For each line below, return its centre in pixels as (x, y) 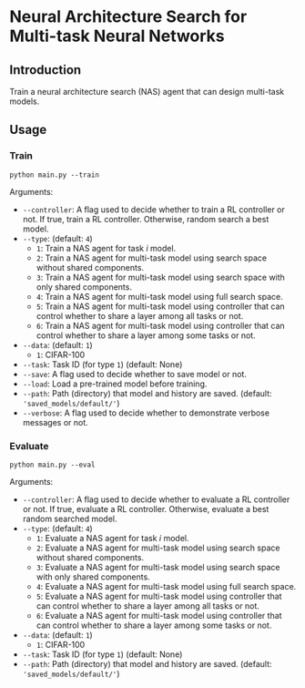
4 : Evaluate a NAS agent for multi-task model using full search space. (166, 586)
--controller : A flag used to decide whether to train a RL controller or (153, 209)
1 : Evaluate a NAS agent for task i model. (112, 538)
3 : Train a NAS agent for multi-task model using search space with (160, 277)
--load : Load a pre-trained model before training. (115, 384)
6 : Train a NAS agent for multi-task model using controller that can (160, 325)
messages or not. (55, 422)
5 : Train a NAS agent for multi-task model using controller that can (160, 306)
